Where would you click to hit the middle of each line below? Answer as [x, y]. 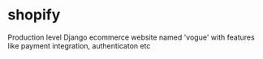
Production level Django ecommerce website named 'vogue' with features [131, 37]
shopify [34, 15]
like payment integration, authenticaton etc [79, 45]
